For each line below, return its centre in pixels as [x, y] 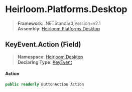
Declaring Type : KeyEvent [45, 62]
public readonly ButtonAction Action [45, 84]
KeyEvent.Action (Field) [43, 45]
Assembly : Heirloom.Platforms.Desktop [59, 28]
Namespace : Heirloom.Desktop [50, 57]
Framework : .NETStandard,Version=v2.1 [59, 23]
